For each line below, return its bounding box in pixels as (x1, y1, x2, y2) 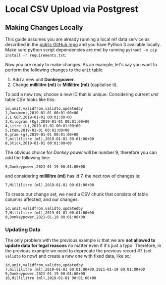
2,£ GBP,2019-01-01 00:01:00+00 (5, 115, 72, 120)
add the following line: (5, 155, 51, 160)
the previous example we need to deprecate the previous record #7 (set (5, 248, 152, 254)
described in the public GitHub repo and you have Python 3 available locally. (5, 42, 161, 47)
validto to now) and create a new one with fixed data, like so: (5, 253, 131, 259)
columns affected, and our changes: (5, 196, 79, 202)
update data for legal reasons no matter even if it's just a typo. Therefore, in (5, 242, 162, 248)
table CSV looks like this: (5, 96, 56, 102)
